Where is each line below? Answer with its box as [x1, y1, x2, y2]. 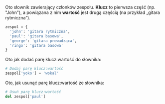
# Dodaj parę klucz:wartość [5, 66, 64, 71]
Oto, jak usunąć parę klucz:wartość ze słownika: [5, 80, 105, 86]
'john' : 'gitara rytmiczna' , [9, 29, 70, 34]
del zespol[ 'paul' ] [5, 94, 46, 99]
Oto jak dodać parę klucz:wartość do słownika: [5, 57, 101, 63]
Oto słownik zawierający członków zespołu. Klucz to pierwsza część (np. [5, 4, 156, 10]
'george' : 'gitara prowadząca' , [9, 38, 77, 43]
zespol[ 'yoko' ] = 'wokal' [5, 71, 59, 76]
